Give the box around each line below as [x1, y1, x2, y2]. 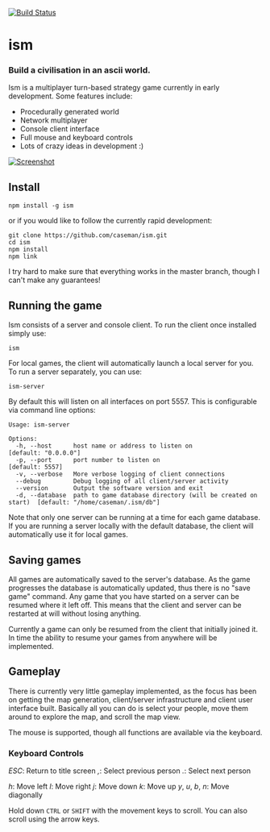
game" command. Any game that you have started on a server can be [8, 591, 239, 601]
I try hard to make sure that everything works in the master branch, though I [8, 267, 260, 277]
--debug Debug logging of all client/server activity [15, 477, 229, 485]
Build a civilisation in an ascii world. [8, 64, 151, 76]
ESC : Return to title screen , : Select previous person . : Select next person [8, 766, 251, 776]
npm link [8, 252, 38, 261]
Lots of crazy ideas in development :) [19, 141, 144, 151]
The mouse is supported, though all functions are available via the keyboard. [8, 727, 263, 737]
